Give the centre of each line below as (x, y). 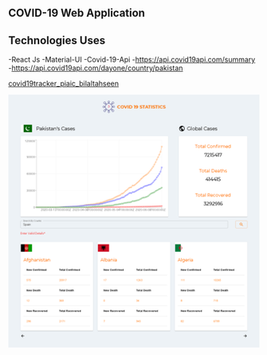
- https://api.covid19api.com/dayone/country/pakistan (96, 68)
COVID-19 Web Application (77, 13)
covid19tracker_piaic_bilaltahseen (64, 84)
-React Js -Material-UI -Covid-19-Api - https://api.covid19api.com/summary (132, 60)
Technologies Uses (57, 40)
